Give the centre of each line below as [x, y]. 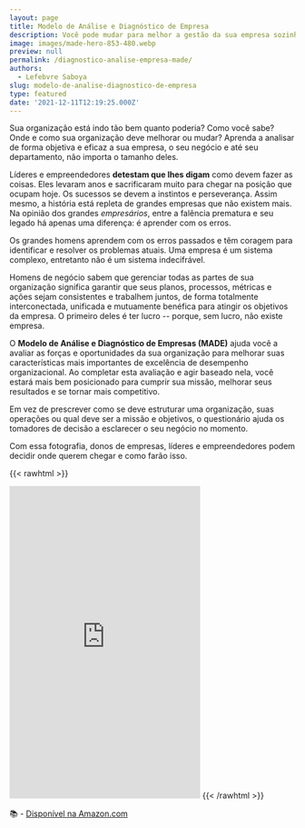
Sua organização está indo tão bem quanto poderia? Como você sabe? [142, 128]
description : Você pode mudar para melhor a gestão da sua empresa [140, 35]
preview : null [36, 52]
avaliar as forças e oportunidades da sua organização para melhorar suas [147, 353]
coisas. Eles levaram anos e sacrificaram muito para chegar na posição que [151, 185]
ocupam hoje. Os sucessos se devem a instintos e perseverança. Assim [143, 194]
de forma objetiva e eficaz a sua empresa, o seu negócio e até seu [134, 147]
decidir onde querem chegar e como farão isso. [98, 456]
